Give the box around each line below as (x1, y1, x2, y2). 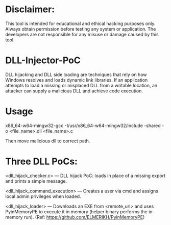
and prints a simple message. (5, 178, 67, 184)
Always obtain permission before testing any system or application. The (5, 26, 156, 32)
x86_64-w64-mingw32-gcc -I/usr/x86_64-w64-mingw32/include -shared (5, 122, 161, 129)
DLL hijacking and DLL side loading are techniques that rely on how (5, 71, 147, 78)
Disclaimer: (5, 4, 55, 15)
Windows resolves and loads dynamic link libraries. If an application (5, 77, 148, 83)
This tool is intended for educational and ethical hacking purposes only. (5, 20, 156, 27)
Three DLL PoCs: (5, 156, 78, 167)
